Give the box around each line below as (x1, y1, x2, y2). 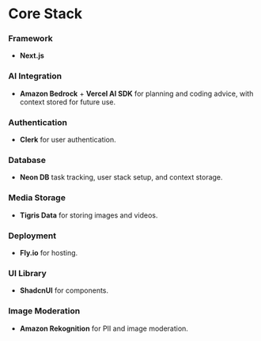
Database (8, 155, 46, 165)
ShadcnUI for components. (19, 286, 109, 295)
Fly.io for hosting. (19, 248, 78, 257)
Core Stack (8, 5, 83, 23)
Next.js (19, 51, 45, 60)
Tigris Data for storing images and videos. (19, 210, 158, 220)
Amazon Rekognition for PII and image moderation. (19, 324, 188, 333)
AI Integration (8, 70, 62, 81)
